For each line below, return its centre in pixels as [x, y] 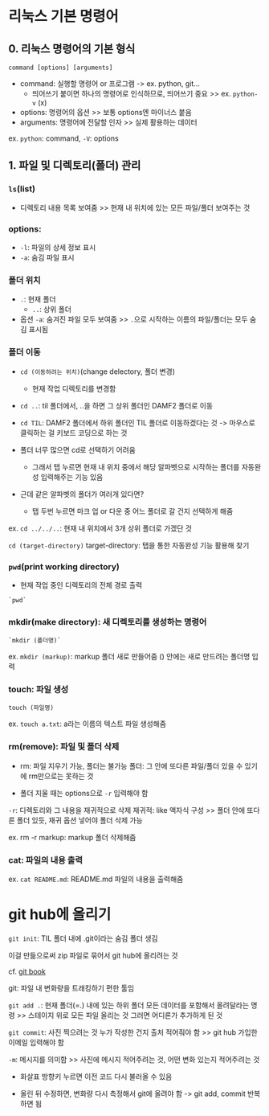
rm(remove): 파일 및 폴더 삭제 [64, 747]
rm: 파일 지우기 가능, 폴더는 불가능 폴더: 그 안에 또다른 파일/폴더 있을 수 [131, 765]
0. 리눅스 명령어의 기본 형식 [72, 49]
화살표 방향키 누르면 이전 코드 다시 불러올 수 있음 [96, 1077]
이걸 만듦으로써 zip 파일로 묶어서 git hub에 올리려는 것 [93, 955]
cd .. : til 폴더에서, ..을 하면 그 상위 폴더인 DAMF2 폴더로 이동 [116, 405]
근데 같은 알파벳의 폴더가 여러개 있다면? [82, 494]
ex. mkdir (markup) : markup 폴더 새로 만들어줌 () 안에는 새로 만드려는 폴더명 [129, 657]
